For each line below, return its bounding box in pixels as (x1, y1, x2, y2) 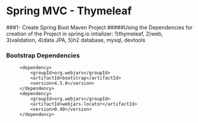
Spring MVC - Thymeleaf (6, 4, 132, 18)
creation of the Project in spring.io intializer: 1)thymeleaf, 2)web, (6, 30, 163, 37)
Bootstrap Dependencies (6, 51, 81, 59)
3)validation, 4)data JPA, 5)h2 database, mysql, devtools (6, 36, 146, 43)
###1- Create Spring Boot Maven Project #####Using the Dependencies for (6, 24, 193, 31)
